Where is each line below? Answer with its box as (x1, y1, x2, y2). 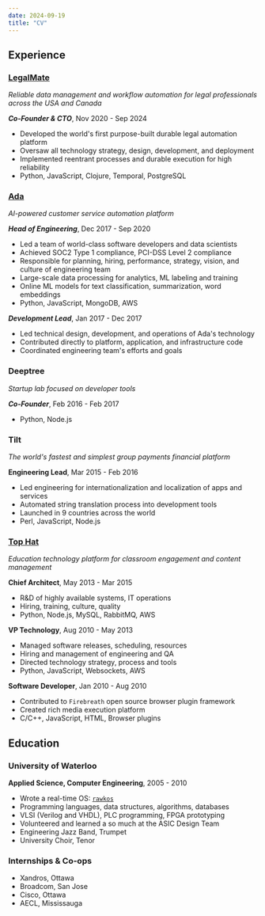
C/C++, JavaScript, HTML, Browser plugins (19, 713, 161, 723)
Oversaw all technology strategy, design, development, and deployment (19, 146, 255, 155)
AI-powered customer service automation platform (8, 209, 174, 219)
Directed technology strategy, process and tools (19, 658, 177, 667)
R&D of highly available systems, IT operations (19, 593, 172, 602)
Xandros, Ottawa (19, 873, 75, 883)
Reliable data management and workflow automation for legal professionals (8, 90, 257, 100)
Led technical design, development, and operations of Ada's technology (19, 329, 256, 339)
